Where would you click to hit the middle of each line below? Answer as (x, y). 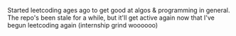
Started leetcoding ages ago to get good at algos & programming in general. (119, 10)
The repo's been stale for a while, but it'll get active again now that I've (111, 18)
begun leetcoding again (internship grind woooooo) (83, 25)
